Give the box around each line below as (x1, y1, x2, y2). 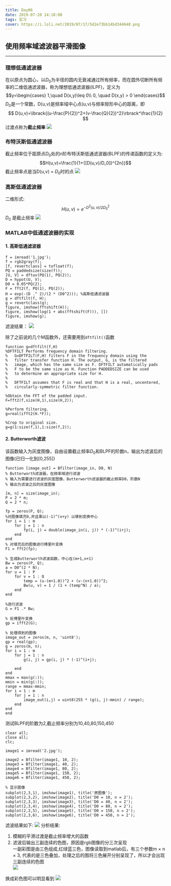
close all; (5, 735, 28, 740)
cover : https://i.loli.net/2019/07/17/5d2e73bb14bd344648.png (5, 21, 140, 27)
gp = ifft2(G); (5, 620, 38, 626)
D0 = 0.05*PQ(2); (5, 281, 42, 286)
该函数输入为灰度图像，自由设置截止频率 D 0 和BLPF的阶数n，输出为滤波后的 (5, 448, 163, 455)
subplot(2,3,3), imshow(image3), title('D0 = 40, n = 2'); (5, 799, 133, 804)
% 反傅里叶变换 (5, 616, 33, 621)
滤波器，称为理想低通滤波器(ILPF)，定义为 (32, 84, 121, 90)
